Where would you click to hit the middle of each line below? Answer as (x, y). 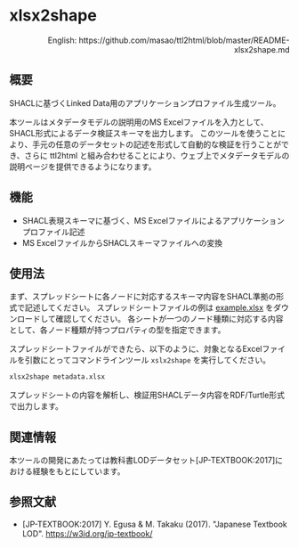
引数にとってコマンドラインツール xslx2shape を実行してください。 (148, 360)
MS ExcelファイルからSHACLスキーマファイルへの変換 (122, 242)
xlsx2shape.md (262, 49)
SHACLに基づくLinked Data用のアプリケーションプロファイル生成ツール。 (145, 102)
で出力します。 (36, 406)
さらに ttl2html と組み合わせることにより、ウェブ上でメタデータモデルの (157, 155)
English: (62, 40)
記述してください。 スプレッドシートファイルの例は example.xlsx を (149, 307)
